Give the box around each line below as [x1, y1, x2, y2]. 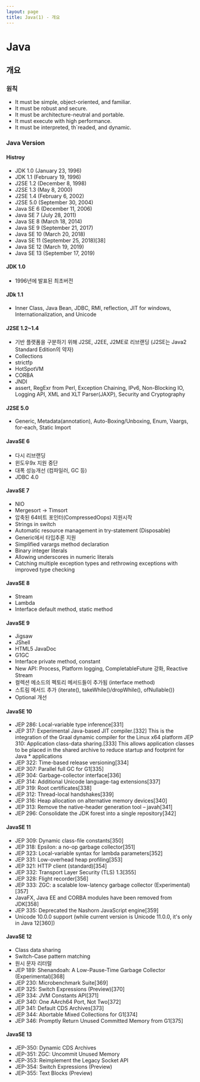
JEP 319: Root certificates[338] [14, 785, 92, 792]
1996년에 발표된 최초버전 [14, 277, 73, 284]
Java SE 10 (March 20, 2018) [14, 230, 85, 238]
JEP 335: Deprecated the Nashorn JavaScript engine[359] [14, 906, 159, 914]
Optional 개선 [14, 694, 47, 701]
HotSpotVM [14, 365, 44, 373]
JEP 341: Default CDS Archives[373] [14, 1004, 104, 1012]
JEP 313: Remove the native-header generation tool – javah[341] [14, 804, 173, 811]
